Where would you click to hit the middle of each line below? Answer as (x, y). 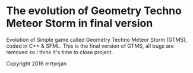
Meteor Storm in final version (80, 23)
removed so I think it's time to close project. (60, 52)
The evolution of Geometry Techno (94, 11)
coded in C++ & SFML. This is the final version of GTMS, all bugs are (90, 46)
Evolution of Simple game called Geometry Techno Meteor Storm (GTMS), (96, 39)
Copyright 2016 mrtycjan (37, 64)
